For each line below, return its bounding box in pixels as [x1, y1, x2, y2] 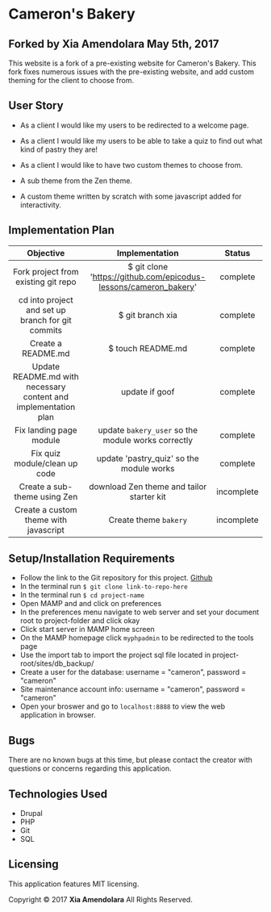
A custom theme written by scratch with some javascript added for [19, 191, 242, 201]
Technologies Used [8, 787, 107, 801]
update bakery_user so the [98, 425, 198, 436]
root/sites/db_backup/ [19, 659, 94, 668]
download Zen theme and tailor [88, 481, 207, 492]
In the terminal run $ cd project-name [19, 590, 145, 600]
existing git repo [15, 276, 77, 287]
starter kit [129, 491, 167, 502]
